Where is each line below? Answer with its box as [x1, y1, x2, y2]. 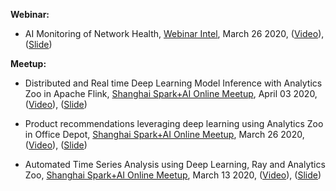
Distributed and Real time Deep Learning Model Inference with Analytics [24, 77, 323, 89]
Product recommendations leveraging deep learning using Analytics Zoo [24, 118, 324, 129]
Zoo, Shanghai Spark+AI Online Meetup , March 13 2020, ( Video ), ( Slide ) [24, 169, 322, 181]
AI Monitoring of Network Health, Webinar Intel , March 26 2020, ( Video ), [24, 28, 325, 39]
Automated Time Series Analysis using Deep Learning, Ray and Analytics [24, 159, 326, 170]
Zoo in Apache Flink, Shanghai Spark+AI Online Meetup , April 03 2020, [24, 88, 318, 99]
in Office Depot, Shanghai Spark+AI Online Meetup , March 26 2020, [24, 129, 305, 140]
